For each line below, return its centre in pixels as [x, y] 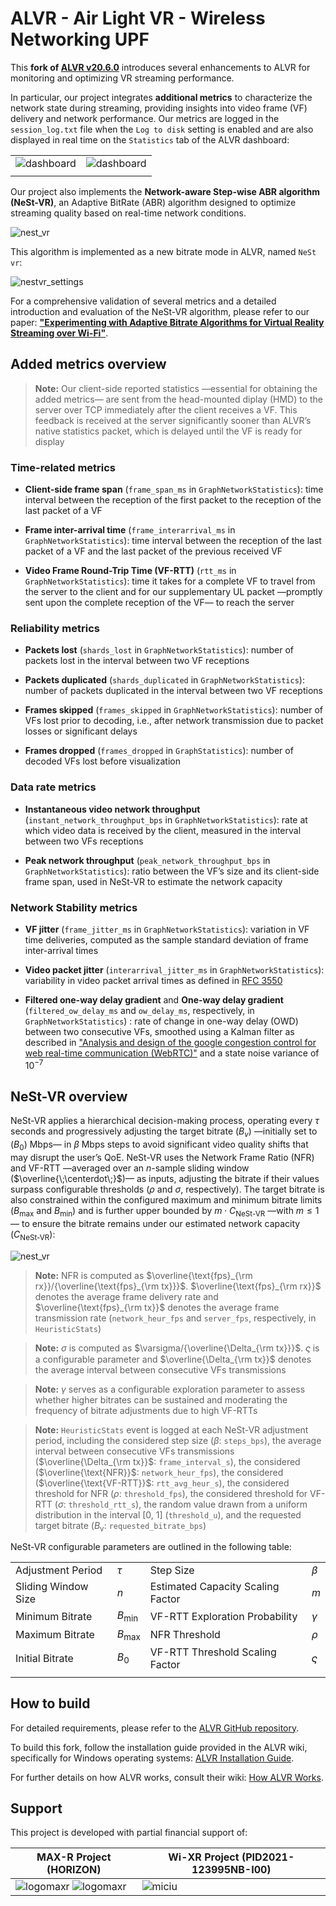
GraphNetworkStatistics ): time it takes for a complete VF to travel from [170, 581]
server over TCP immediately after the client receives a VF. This [166, 409]
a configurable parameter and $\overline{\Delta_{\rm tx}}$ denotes [173, 1359]
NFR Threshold [185, 1635]
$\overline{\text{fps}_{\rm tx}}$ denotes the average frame [157, 1307]
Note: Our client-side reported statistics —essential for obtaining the [176, 388]
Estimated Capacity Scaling [214, 1587]
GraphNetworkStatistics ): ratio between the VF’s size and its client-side [172, 871]
